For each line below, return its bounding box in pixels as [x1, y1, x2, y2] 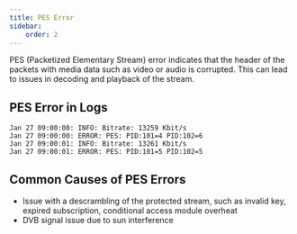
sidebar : [9, 22, 42, 31]
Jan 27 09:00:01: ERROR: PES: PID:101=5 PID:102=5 [9, 148, 203, 157]
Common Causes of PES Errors [9, 172, 186, 187]
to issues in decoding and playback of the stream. [9, 74, 195, 85]
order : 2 [25, 30, 58, 39]
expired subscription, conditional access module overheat [22, 205, 238, 216]
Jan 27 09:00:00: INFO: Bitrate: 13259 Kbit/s [9, 123, 187, 133]
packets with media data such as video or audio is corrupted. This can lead [9, 64, 288, 75]
